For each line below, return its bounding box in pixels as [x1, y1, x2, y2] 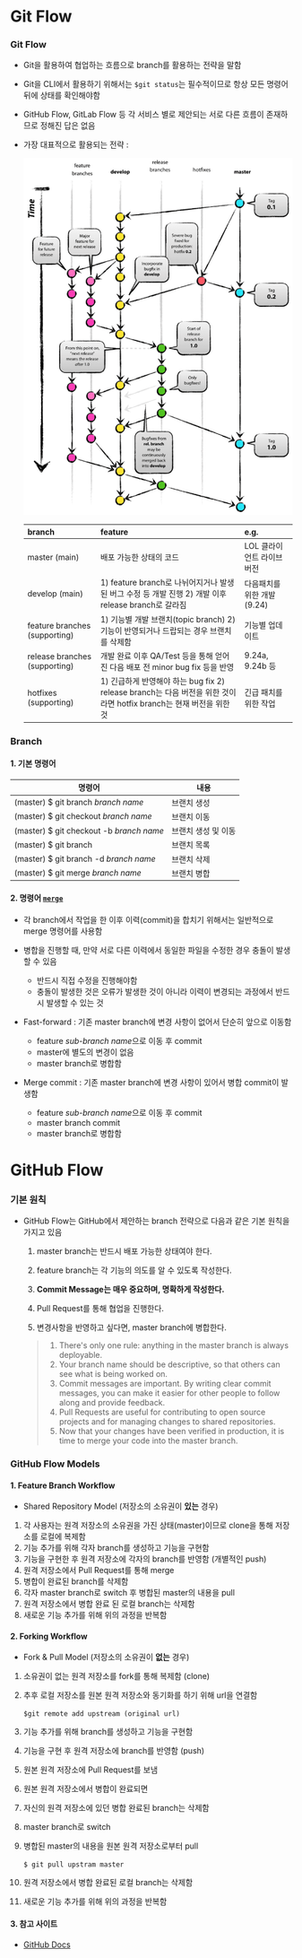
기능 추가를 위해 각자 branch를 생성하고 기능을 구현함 [22, 1543, 210, 1553]
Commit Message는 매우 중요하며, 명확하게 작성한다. [36, 1284, 225, 1294]
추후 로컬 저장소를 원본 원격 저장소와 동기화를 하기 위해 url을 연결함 [22, 1690, 258, 1701]
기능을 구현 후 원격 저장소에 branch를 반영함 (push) [22, 1745, 205, 1756]
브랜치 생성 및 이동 [171, 825, 237, 836]
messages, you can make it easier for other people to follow [58, 1388, 280, 1398]
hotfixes [27, 688, 57, 699]
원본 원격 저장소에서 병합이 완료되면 [22, 1783, 149, 1795]
